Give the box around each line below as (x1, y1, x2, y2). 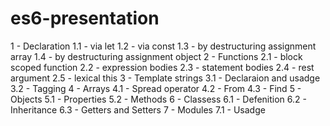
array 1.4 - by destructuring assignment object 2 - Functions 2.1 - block (10, 50, 303, 62)
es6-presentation (10, 7, 160, 30)
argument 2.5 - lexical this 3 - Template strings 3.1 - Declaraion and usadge (10, 72, 321, 84)
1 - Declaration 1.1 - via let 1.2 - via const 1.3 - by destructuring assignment (10, 40, 317, 52)
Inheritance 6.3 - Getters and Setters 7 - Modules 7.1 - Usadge (10, 103, 266, 116)
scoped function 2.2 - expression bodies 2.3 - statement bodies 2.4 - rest (10, 61, 315, 73)
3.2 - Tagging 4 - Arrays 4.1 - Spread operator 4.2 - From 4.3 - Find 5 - (10, 82, 302, 94)
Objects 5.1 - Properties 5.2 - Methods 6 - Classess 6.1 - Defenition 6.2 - (10, 93, 307, 105)
